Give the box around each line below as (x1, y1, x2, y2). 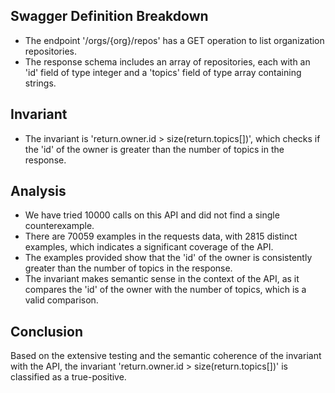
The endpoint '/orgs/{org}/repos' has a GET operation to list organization (24, 34, 325, 46)
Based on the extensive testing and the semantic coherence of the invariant (10, 350, 322, 362)
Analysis (10, 183, 67, 200)
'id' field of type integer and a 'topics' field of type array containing (24, 66, 302, 78)
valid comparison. (24, 294, 99, 306)
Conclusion (10, 323, 84, 340)
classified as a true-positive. (10, 371, 127, 383)
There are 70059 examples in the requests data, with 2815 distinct (24, 230, 298, 243)
